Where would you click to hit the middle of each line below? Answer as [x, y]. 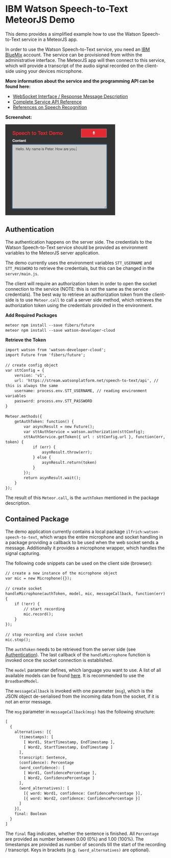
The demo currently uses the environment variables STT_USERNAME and [79, 263]
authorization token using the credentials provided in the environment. [79, 305]
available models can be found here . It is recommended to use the [75, 675]
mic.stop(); [18, 640]
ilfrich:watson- [143, 532]
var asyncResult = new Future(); [59, 426]
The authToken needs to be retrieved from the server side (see [71, 649]
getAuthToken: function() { [44, 421]
